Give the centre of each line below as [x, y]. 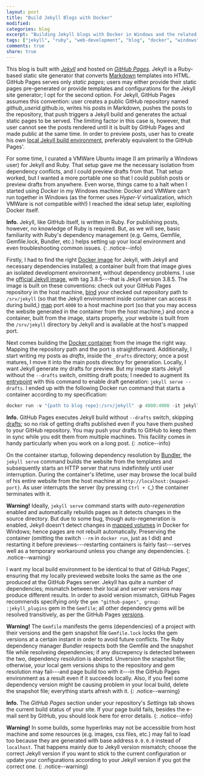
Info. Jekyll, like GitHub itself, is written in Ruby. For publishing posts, [93, 222]
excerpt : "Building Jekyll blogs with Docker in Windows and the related [102, 35]
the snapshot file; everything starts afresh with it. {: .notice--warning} [93, 691]
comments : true [25, 46]
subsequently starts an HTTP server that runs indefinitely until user [90, 468]
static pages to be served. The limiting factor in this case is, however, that [99, 121]
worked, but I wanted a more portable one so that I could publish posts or [98, 178]
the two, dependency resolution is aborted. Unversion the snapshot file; [96, 658]
